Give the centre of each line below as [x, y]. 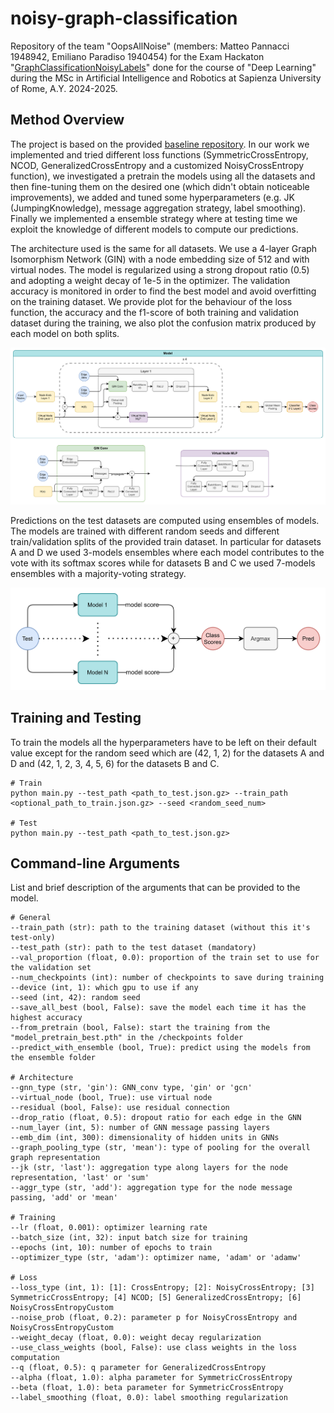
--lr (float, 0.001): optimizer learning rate [109, 1228]
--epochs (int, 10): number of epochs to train [111, 1248]
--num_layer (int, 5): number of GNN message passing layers [140, 1128]
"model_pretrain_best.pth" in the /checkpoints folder [127, 1038]
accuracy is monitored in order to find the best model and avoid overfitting [163, 291]
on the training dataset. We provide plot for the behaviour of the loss [151, 301]
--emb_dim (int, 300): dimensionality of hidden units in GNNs [145, 1138]
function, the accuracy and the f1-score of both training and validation [154, 312]
